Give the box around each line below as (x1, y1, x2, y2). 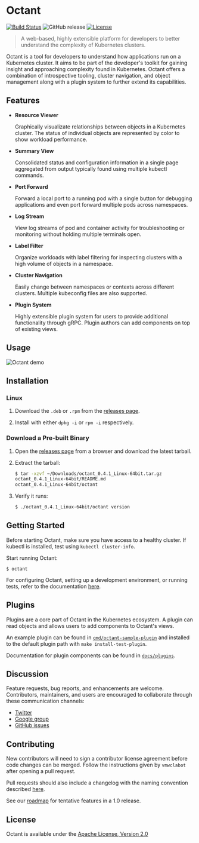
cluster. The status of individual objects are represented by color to (14, 129, 180, 136)
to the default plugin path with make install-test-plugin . (6, 640, 147, 647)
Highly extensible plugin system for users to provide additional (14, 312, 169, 320)
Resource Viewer (14, 111, 58, 118)
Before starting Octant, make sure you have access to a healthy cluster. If (6, 536, 186, 544)
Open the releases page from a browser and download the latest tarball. (14, 447, 192, 455)
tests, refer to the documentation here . (6, 583, 101, 590)
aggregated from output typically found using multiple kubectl (14, 165, 167, 172)
